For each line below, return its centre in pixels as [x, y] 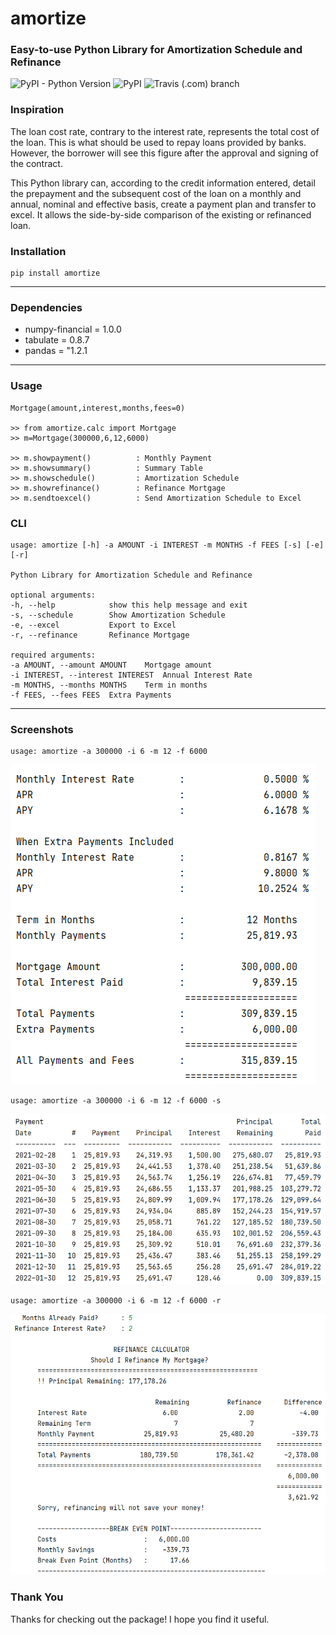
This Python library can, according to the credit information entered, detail [163, 183]
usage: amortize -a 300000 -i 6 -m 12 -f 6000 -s [116, 1101]
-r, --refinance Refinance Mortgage [100, 635]
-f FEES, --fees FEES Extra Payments [91, 695]
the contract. [36, 163]
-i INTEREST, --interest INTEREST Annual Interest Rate [131, 675]
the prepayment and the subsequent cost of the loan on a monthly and [156, 193]
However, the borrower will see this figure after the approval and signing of [164, 153]
